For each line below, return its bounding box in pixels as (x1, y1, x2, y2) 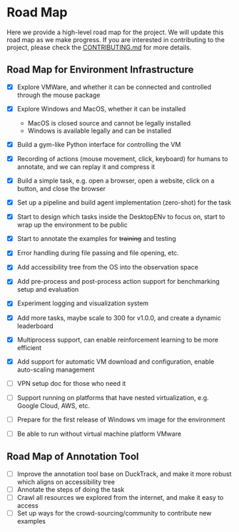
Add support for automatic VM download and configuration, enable (16, 357, 215, 366)
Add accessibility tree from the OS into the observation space (16, 263, 199, 272)
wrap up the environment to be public (16, 220, 128, 229)
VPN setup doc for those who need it (16, 379, 126, 387)
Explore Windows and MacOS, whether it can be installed (16, 104, 186, 113)
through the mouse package (16, 91, 101, 99)
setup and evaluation (16, 285, 79, 294)
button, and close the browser (16, 185, 106, 193)
